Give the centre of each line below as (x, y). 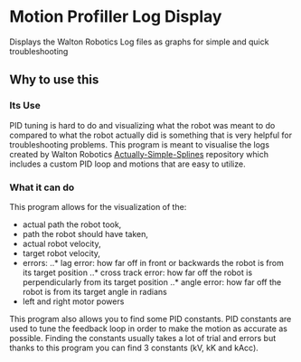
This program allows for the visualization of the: (98, 206)
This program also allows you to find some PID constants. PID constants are (150, 319)
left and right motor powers (73, 301)
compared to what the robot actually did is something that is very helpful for (151, 135)
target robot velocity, (61, 253)
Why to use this (54, 80)
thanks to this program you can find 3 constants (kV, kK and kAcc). (134, 348)
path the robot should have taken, (85, 233)
